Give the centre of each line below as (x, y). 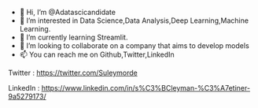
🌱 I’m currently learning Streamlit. (74, 37)
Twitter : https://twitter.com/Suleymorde (73, 73)
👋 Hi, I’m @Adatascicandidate (68, 12)
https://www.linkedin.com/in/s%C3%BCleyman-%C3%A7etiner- (146, 88)
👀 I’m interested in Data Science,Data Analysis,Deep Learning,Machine (134, 20)
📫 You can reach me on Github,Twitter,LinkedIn (97, 54)
